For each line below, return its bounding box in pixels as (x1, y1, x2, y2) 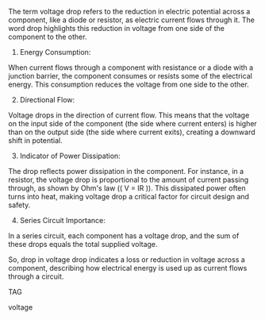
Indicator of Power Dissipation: (19, 151, 121, 160)
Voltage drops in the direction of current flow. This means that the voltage (8, 110, 250, 120)
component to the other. (8, 32, 87, 41)
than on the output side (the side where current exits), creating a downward (8, 127, 255, 137)
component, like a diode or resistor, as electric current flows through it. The (8, 15, 255, 25)
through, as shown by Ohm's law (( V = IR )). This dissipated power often (8, 183, 246, 193)
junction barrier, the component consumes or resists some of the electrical (8, 71, 252, 80)
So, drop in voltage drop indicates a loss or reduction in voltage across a (8, 255, 246, 264)
